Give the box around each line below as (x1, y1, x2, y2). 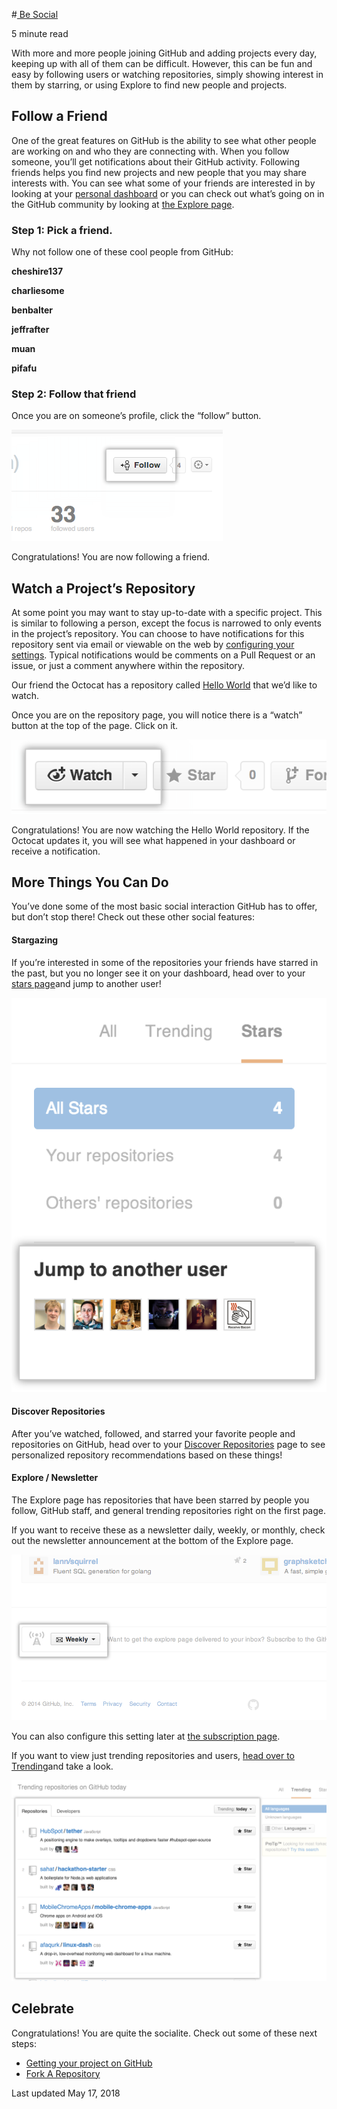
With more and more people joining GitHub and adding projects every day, (11, 47, 318, 59)
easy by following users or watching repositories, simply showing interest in (11, 69, 324, 80)
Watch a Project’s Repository (11, 580, 196, 597)
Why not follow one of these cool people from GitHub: (11, 246, 234, 258)
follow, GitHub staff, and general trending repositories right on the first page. (11, 1504, 326, 1516)
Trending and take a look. (11, 1760, 114, 1773)
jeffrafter (11, 324, 50, 336)
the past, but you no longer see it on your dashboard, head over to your (11, 967, 306, 979)
